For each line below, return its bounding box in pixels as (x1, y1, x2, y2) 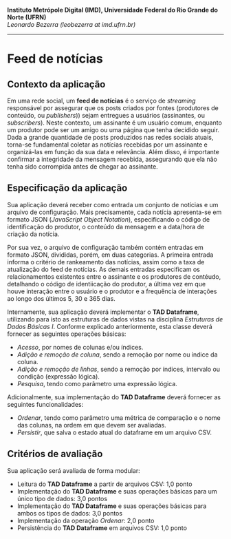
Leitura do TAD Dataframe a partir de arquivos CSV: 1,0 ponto (16, 480, 192, 488)
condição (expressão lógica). (16, 372, 100, 381)
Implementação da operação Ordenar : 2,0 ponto (16, 516, 155, 525)
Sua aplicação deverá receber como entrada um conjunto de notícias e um (7, 200, 219, 209)
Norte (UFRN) (7, 13, 47, 21)
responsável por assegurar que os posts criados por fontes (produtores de (7, 104, 219, 112)
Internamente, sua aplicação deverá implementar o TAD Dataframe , (7, 308, 199, 316)
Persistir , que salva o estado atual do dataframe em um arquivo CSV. (16, 428, 212, 436)
